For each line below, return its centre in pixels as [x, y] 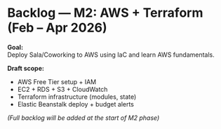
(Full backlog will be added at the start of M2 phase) [83, 118]
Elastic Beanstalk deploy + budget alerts [76, 104]
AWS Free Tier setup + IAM [57, 81]
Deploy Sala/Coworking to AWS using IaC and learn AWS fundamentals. [111, 55]
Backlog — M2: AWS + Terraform [105, 13]
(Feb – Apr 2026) [57, 28]
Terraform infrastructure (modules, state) [77, 97]
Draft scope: [26, 68]
